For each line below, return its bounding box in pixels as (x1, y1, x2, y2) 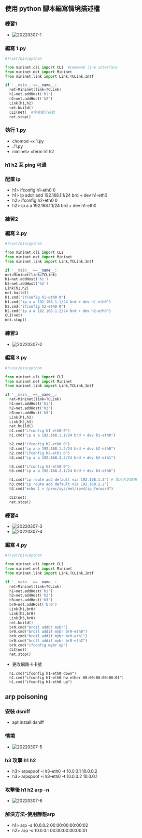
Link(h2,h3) (9, 419, 34, 424)
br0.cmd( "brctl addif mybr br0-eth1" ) (9, 634, 88, 639)
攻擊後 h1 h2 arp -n (5, 786, 50, 793)
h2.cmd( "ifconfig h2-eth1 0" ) (9, 451, 70, 455)
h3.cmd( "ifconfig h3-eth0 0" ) (9, 464, 70, 469)
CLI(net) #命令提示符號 (9, 110, 55, 115)
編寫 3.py (5, 354, 28, 361)
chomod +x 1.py (12, 138, 44, 144)
